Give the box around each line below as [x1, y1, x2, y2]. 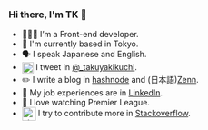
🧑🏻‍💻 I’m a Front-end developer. [21, 29, 139, 40]
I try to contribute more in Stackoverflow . [37, 108, 192, 119]
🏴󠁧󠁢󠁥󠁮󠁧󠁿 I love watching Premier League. [21, 97, 151, 108]
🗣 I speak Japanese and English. [21, 49, 147, 60]
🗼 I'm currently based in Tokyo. [21, 38, 139, 49]
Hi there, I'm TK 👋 [8, 8, 87, 21]
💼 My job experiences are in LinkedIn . [21, 87, 163, 98]
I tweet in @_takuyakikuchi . [35, 62, 138, 73]
